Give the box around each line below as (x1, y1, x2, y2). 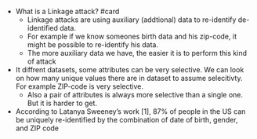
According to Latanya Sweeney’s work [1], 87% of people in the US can (15, 107, 246, 116)
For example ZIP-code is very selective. (15, 82, 143, 91)
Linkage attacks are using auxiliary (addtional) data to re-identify (27, 15, 237, 24)
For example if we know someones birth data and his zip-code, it (27, 31, 237, 41)
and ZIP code (15, 123, 60, 133)
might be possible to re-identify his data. (27, 40, 159, 49)
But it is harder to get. (27, 98, 98, 108)
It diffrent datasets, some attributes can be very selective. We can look (15, 65, 244, 74)
